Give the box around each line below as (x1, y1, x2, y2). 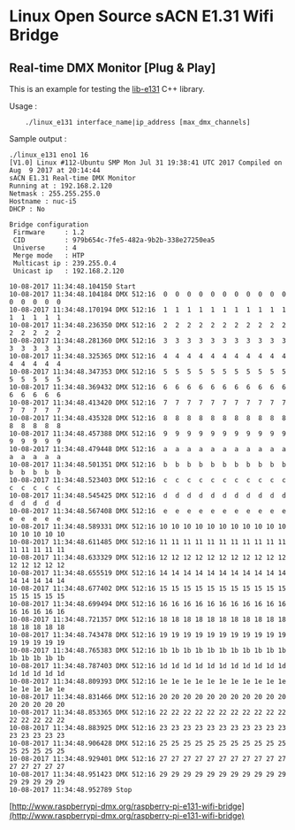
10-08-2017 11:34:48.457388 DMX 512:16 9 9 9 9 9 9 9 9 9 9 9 (9, 429, 287, 438)
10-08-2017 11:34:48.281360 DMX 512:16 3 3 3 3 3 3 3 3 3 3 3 (9, 336, 287, 345)
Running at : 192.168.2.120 (9, 181, 113, 190)
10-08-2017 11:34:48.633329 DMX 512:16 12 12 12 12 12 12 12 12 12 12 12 (9, 553, 287, 562)
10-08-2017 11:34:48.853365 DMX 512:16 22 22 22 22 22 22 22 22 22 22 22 (9, 708, 287, 717)
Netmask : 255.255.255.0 (9, 189, 101, 198)
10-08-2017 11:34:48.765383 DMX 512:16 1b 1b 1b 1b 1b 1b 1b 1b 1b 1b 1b (9, 646, 287, 655)
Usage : (9, 101, 38, 111)
